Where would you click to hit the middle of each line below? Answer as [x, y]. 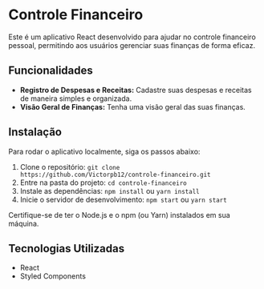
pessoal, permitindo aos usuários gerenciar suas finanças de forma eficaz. [132, 45]
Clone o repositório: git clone [70, 167]
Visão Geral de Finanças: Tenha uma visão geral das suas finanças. [133, 106]
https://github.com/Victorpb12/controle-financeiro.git [115, 175]
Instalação [35, 132]
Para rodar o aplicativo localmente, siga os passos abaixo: [104, 151]
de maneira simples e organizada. [76, 98]
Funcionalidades [51, 71]
